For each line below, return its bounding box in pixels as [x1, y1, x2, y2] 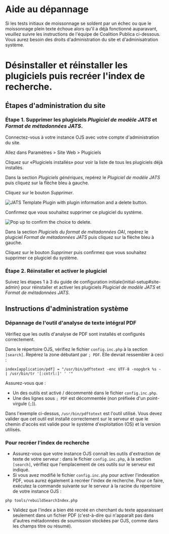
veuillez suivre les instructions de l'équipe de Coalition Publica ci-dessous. [5, 31, 160, 37]
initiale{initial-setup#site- [108, 279, 161, 285]
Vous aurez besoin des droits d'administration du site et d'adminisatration [5, 36, 158, 43]
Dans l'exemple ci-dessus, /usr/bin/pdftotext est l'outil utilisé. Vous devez [5, 410, 162, 416]
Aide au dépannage [5, 4, 89, 15]
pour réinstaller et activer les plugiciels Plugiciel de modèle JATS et [21, 284, 161, 291]
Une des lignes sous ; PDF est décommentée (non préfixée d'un [12, 395, 146, 401]
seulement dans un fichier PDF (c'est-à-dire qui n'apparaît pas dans [12, 512, 154, 518]
